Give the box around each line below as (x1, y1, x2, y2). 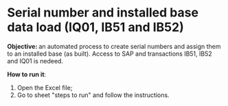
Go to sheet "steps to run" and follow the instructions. (16, 91, 170, 99)
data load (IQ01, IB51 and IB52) (7, 19, 184, 35)
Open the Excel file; (16, 83, 73, 92)
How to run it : (7, 70, 47, 78)
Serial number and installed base (7, 5, 199, 21)
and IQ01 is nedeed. (7, 56, 64, 65)
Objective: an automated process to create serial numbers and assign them (7, 42, 221, 50)
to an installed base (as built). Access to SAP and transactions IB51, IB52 (7, 50, 213, 58)
